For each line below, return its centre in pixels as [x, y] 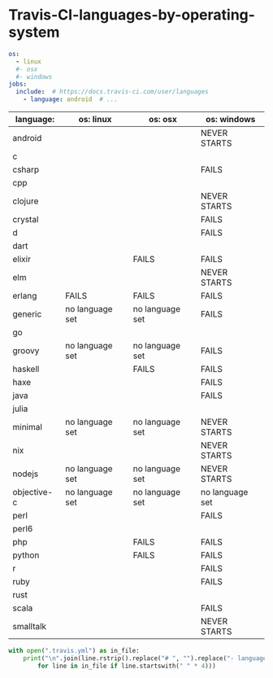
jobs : [17, 84]
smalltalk [30, 627]
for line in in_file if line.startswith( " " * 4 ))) [127, 666]
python [26, 555]
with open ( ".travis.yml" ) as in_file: [74, 651]
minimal [28, 427]
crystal [26, 220]
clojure [26, 201]
